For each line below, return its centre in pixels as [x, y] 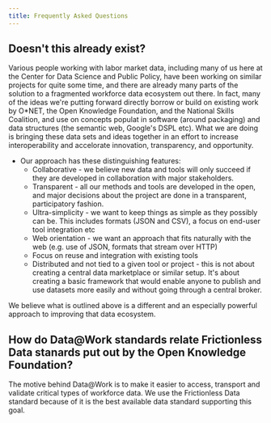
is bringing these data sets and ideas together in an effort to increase [123, 137]
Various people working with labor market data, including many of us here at [135, 68]
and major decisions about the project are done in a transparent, [139, 196]
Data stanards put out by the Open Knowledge [127, 352]
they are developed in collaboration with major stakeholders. [133, 178]
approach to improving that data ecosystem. [82, 314]
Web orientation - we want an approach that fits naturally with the [142, 239]
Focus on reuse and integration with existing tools [115, 256]
